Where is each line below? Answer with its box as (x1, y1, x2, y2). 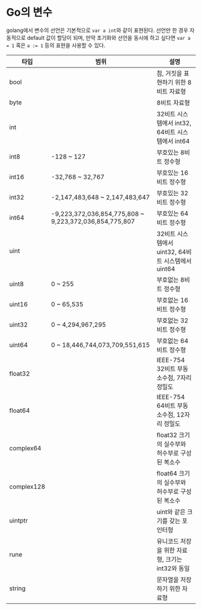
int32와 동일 (156, 564, 190, 573)
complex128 (9, 482, 46, 491)
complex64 (9, 444, 41, 452)
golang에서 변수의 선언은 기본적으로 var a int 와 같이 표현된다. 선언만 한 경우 (6, 27, 188, 34)
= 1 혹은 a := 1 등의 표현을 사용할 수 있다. (6, 42, 106, 49)
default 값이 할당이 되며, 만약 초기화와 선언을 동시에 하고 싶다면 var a (26, 34, 191, 41)
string (9, 584, 26, 593)
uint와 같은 (156, 508, 186, 516)
